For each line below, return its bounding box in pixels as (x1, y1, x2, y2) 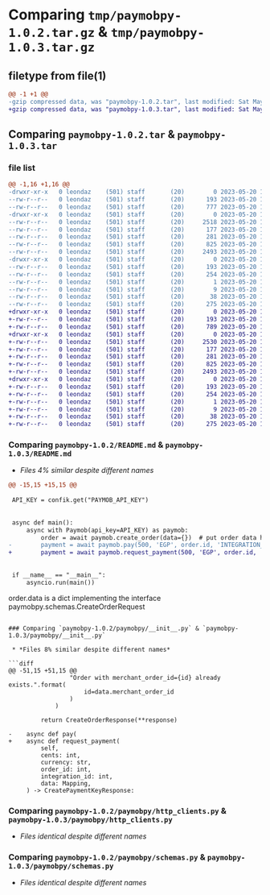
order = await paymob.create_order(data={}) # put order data (40, 533, 257, 541)
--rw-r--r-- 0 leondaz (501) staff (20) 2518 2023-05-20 (8, 218, 257, 226)
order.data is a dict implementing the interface (8, 593, 162, 603)
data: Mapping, (40, 779, 92, 787)
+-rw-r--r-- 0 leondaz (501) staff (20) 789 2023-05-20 (8, 322, 257, 331)
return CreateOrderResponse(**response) (40, 715, 178, 724)
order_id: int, (40, 765, 92, 773)
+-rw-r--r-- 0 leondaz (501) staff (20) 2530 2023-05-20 (8, 338, 257, 346)
